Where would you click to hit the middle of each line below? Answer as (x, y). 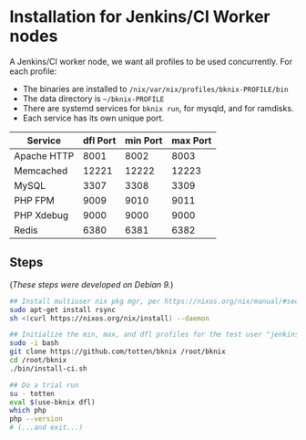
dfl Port (99, 141)
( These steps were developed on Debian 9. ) (92, 284)
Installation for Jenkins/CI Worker (140, 17)
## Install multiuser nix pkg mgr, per (85, 301)
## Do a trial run (44, 385)
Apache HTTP (44, 155)
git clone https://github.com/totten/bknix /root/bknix (117, 352)
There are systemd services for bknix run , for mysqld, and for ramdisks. (158, 108)
